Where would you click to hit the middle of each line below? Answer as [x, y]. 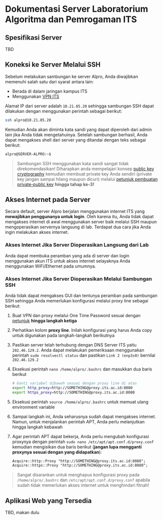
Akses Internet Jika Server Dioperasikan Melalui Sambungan [79, 279]
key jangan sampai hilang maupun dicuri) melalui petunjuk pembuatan [87, 179]
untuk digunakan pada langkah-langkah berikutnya [63, 335]
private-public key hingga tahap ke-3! [56, 184]
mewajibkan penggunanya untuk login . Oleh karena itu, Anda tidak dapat [79, 217]
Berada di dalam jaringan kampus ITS [50, 91]
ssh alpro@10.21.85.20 [28, 120]
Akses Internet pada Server [48, 199]
